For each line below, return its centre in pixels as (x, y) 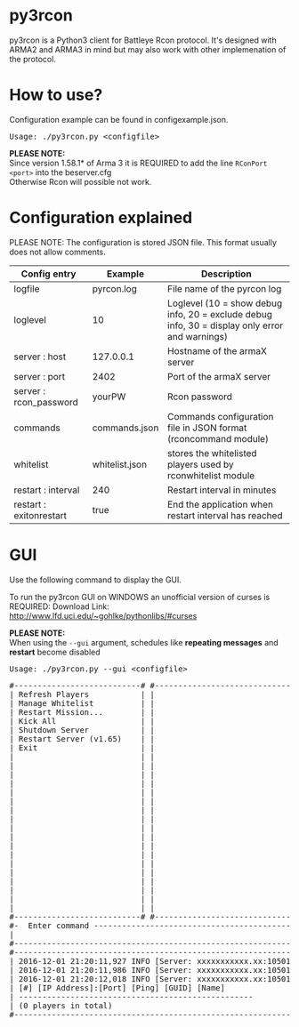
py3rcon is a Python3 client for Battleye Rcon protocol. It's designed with (143, 40)
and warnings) (198, 336)
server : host (40, 357)
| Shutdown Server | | (82, 730)
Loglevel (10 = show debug (225, 303)
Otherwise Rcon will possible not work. (81, 181)
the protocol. (32, 59)
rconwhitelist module (211, 475)
